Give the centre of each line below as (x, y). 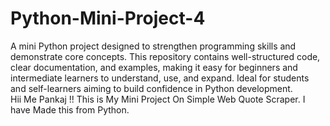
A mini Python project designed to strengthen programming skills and (153, 46)
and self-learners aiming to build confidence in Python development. (151, 88)
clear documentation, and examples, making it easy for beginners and (154, 67)
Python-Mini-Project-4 (108, 18)
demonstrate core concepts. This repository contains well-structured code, (165, 56)
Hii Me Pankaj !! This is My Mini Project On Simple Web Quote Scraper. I (158, 99)
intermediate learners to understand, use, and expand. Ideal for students (160, 78)
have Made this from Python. (70, 109)
